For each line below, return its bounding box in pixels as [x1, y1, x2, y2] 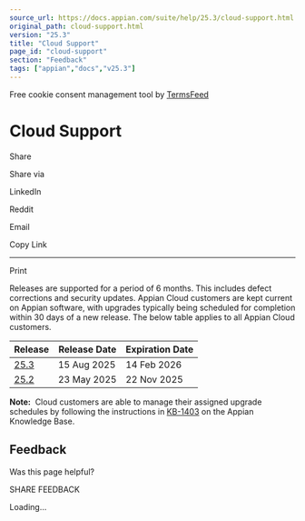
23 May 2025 [57, 373, 117, 386]
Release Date [58, 343, 117, 356]
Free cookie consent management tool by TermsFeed [9, 88, 209, 100]
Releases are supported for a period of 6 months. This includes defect [9, 283, 272, 294]
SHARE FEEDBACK [9, 484, 80, 495]
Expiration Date [125, 343, 194, 356]
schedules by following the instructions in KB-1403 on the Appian [9, 406, 254, 416]
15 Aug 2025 [57, 358, 116, 371]
